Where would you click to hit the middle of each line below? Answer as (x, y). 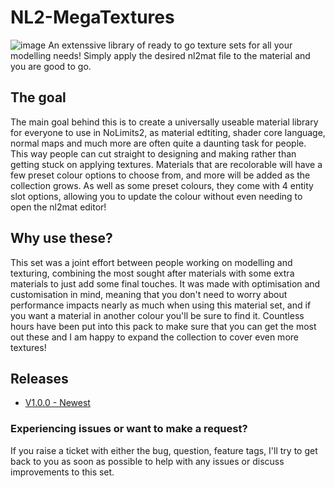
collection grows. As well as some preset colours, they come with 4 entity (162, 185)
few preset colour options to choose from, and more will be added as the (160, 175)
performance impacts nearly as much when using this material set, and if (161, 305)
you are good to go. (51, 66)
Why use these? (61, 238)
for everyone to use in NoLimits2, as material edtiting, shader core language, (168, 132)
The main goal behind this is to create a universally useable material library (164, 122)
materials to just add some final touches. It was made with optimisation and (165, 283)
